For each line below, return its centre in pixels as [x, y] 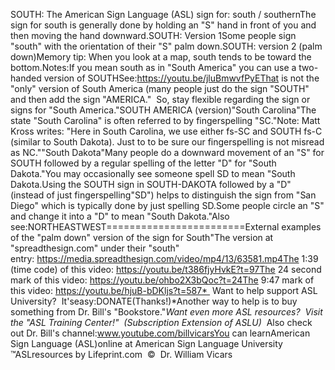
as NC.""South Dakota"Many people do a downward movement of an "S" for [167, 152]
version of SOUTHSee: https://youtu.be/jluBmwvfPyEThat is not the [181, 78]
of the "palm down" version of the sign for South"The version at [142, 237]
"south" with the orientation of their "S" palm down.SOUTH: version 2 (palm [166, 46]
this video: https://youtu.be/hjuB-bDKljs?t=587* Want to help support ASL [164, 290]
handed [26, 78]
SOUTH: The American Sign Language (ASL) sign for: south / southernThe [163, 14]
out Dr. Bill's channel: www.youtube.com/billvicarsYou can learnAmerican [160, 333]
